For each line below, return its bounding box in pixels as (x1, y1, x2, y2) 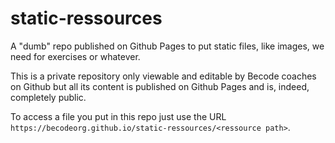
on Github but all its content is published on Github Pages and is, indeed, (10, 80, 310, 92)
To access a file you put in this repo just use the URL (10, 110, 227, 122)
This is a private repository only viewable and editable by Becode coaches (10, 70, 317, 82)
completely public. (10, 91, 87, 103)
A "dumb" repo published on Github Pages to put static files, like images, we (10, 40, 325, 52)
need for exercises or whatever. (10, 50, 141, 62)
